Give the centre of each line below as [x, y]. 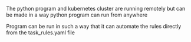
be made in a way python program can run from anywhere [77, 15]
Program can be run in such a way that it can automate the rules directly [94, 26]
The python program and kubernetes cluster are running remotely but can [96, 9]
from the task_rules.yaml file [41, 33]
